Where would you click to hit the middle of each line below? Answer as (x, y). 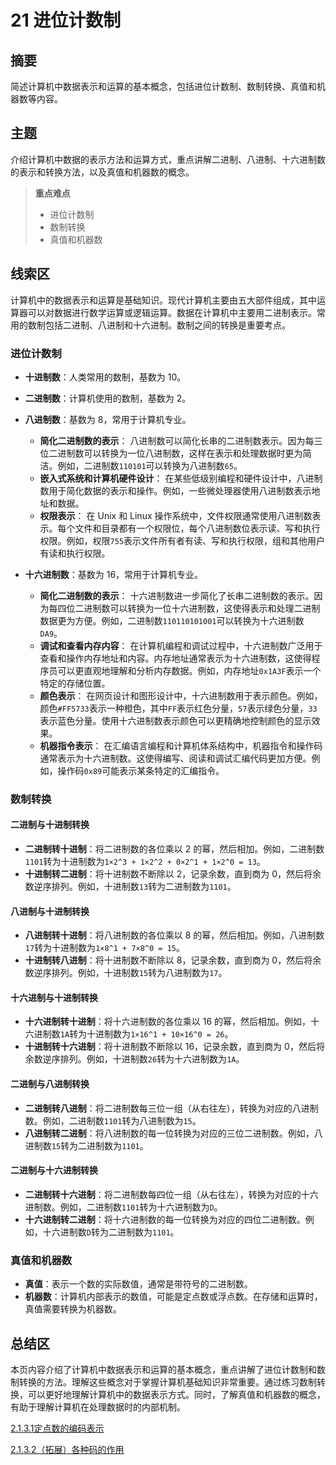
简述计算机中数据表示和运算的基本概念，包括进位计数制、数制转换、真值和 (163, 86)
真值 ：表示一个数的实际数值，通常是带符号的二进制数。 (138, 1284)
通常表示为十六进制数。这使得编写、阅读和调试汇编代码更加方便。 (175, 758)
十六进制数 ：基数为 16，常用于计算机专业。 (114, 574)
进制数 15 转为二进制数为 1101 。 (86, 1145)
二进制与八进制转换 (50, 1084)
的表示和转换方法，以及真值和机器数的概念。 (102, 172)
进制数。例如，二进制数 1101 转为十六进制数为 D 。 (123, 1207)
